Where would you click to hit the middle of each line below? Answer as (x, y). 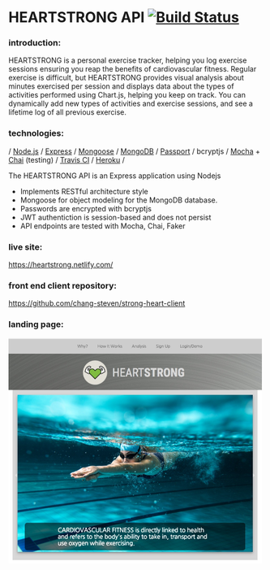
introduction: (35, 43)
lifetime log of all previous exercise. (68, 112)
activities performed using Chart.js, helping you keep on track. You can (127, 95)
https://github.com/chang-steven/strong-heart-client (97, 303)
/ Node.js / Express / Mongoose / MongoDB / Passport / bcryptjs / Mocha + (135, 151)
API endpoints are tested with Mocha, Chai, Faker (103, 226)
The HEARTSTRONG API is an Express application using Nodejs (115, 176)
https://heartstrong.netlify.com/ (61, 265)
